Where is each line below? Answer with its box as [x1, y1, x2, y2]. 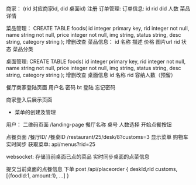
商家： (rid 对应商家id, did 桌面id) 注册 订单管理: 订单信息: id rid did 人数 [6, 5, 179, 12]
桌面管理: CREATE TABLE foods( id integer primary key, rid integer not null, [6, 58, 186, 65]
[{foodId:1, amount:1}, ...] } [6, 172, 69, 179]
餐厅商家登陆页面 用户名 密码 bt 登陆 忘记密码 [6, 84, 116, 90]
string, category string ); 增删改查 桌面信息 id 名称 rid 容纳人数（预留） [6, 72, 177, 78]
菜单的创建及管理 [14, 109, 56, 116]
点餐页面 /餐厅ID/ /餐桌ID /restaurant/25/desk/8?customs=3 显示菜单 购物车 [6, 134, 189, 140]
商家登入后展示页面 [6, 96, 53, 103]
